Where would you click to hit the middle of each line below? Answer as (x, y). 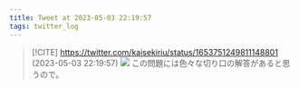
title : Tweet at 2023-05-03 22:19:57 (81, 18)
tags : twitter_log (44, 26)
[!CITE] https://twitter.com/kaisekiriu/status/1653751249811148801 (155, 52)
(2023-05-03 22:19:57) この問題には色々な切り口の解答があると (157, 63)
